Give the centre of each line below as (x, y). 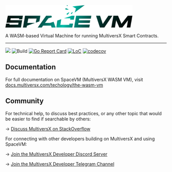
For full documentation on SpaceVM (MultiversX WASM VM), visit (74, 79)
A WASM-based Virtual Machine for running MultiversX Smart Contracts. (82, 36)
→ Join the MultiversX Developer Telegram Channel (60, 164)
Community (25, 101)
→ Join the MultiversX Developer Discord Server (56, 154)
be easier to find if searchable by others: (48, 119)
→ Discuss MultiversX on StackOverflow (48, 128)
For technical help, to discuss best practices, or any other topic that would (84, 113)
